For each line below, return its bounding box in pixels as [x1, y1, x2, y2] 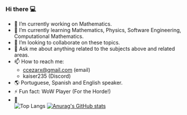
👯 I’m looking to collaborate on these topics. [13, 39, 121, 46]
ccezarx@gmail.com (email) [22, 67, 91, 74]
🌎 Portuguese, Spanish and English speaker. [13, 79, 123, 86]
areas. [13, 51, 30, 58]
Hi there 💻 [5, 5, 36, 13]
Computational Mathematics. [13, 33, 84, 40]
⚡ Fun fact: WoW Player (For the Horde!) [13, 88, 111, 95]
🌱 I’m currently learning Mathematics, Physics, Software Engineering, [13, 27, 182, 34]
